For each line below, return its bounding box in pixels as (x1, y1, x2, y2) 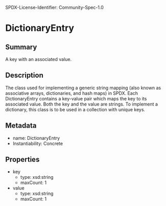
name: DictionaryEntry (12, 135, 60, 141)
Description (5, 71, 43, 80)
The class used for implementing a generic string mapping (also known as (5, 85, 161, 91)
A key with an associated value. (5, 56, 72, 62)
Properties (5, 155, 40, 164)
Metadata (5, 121, 37, 130)
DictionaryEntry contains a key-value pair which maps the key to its (5, 95, 147, 101)
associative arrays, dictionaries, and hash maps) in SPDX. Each (5, 90, 138, 96)
